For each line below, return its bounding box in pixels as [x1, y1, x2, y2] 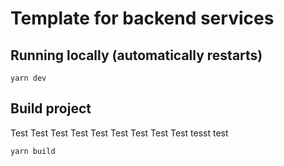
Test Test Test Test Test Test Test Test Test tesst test [10, 127, 229, 139]
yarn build [10, 146, 56, 156]
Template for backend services [10, 7, 275, 30]
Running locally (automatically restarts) [10, 47, 263, 64]
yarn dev [10, 73, 47, 83]
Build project [10, 100, 92, 117]
